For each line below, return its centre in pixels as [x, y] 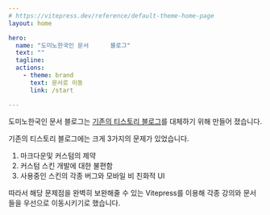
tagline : [30, 60]
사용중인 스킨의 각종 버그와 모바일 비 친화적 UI [92, 176]
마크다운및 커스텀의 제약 [58, 155]
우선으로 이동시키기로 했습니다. [72, 203]
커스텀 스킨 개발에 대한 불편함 [66, 165]
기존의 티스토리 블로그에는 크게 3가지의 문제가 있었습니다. [99, 139]
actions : [30, 68]
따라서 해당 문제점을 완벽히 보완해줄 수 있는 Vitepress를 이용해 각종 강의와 [125, 192]
